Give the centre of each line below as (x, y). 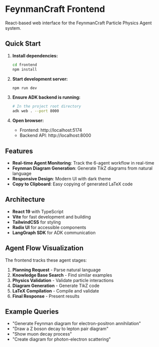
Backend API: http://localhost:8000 (55, 135)
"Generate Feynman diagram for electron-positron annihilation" (77, 324)
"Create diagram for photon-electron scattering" (61, 339)
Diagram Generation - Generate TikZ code (56, 286)
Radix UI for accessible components (49, 227)
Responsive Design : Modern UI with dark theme (61, 178)
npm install (24, 69)
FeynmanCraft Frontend (55, 9)
